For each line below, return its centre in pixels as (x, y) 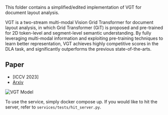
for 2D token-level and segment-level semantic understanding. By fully (78, 33)
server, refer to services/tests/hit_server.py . (53, 107)
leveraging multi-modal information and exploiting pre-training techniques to (84, 38)
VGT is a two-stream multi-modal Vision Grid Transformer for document (79, 22)
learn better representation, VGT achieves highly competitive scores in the (82, 44)
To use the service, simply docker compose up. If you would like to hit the (81, 101)
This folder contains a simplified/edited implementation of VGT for (73, 7)
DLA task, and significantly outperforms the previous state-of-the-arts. (78, 49)
